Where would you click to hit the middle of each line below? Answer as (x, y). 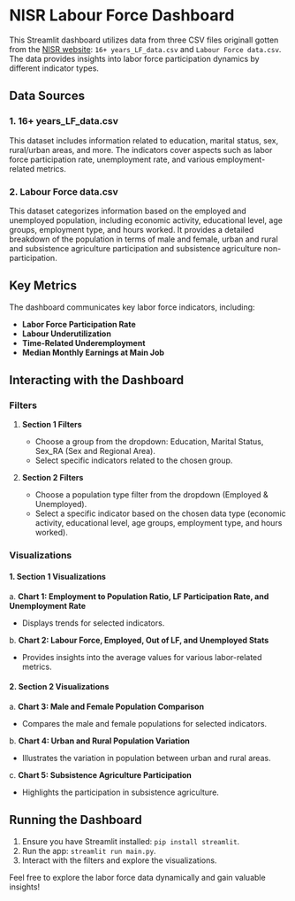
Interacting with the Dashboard (97, 380)
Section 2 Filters (53, 478)
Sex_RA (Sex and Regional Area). (95, 451)
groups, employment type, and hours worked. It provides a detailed (132, 229)
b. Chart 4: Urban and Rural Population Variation (99, 741)
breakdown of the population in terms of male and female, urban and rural (144, 239)
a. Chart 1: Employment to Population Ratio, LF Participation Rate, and (139, 596)
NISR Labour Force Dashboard (122, 15)
